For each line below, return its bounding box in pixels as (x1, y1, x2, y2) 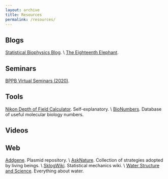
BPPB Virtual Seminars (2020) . (5, 78, 70, 84)
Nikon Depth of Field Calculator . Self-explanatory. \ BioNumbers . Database (5, 106, 162, 112)
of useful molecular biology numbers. (5, 111, 84, 117)
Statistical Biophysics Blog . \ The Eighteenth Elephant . (5, 49, 119, 56)
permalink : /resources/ (5, 17, 56, 22)
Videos (5, 126, 29, 135)
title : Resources (5, 12, 42, 17)
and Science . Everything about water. (5, 168, 84, 174)
